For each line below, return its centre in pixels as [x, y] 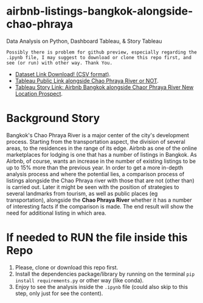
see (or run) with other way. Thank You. [60, 63]
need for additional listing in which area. [56, 213]
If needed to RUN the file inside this [97, 237]
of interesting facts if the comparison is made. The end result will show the [100, 206]
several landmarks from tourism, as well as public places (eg [82, 193]
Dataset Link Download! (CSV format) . [63, 74]
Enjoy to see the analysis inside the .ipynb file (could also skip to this [101, 287]
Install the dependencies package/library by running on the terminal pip [105, 274]
